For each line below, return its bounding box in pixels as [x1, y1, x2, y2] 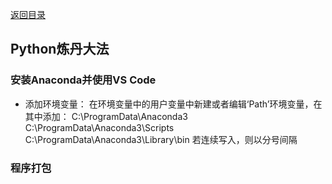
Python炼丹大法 [10, 41, 110, 58]
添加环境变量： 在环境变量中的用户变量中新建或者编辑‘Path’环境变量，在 [24, 98, 323, 110]
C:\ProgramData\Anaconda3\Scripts [24, 121, 175, 133]
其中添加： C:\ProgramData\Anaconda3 [24, 110, 188, 122]
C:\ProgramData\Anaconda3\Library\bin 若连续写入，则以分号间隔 [24, 133, 298, 145]
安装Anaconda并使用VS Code [10, 73, 157, 87]
